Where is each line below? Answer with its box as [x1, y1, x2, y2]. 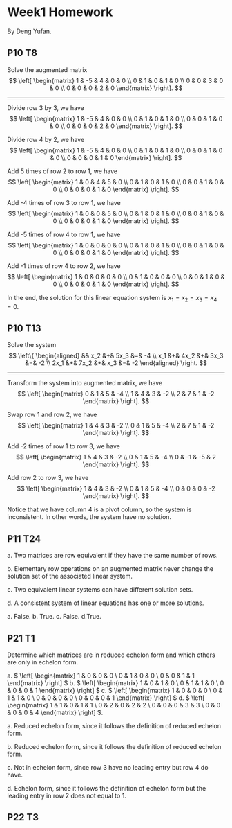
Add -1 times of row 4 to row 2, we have [7, 261, 121, 270]
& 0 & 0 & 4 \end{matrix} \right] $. [7, 708, 104, 716]
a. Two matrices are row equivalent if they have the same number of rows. [7, 552, 219, 560]
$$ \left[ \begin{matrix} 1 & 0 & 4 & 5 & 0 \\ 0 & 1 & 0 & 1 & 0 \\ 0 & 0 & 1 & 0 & [8, 177, 224, 186]
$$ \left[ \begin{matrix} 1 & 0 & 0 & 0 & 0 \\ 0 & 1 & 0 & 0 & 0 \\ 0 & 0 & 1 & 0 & [7, 272, 225, 281]
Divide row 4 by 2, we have [7, 135, 85, 143]
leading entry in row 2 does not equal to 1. [7, 791, 126, 800]
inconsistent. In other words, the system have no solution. [7, 513, 171, 521]
